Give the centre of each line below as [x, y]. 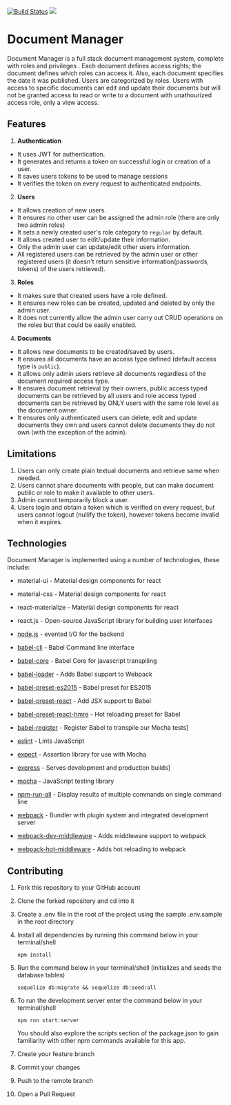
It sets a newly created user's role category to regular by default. [110, 232]
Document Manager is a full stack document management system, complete [115, 58]
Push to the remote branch [55, 1081]
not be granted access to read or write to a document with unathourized [110, 95]
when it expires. [40, 521]
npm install [34, 955]
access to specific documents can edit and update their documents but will [114, 88]
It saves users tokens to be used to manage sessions [92, 176]
